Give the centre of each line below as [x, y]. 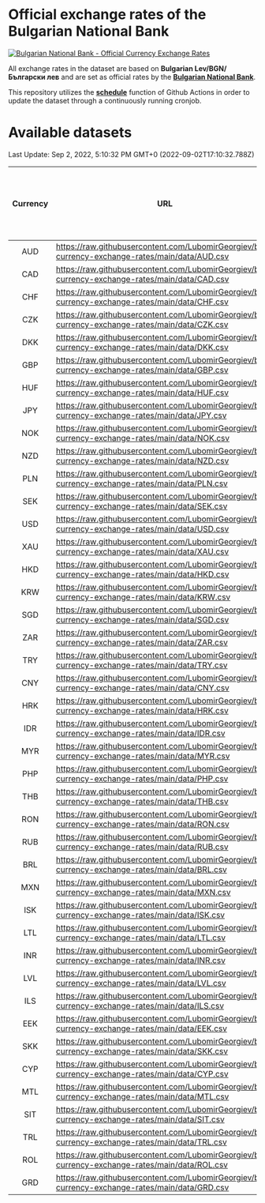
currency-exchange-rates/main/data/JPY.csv [141, 415]
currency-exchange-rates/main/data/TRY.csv [142, 665]
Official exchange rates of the [107, 15]
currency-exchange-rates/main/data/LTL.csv [141, 938]
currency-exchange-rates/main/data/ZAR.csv [142, 642]
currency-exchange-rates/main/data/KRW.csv [143, 596]
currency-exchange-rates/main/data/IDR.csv [140, 733]
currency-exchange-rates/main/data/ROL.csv [142, 1164]
